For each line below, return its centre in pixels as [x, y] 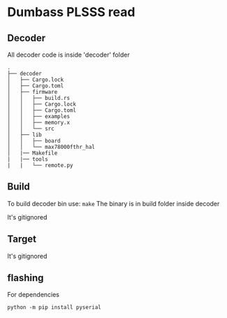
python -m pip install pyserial [54, 308]
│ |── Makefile [32, 153]
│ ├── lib [24, 135]
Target [22, 239]
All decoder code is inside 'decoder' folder [69, 55]
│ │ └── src [31, 129]
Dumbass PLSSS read [71, 12]
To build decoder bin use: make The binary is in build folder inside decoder [113, 203]
